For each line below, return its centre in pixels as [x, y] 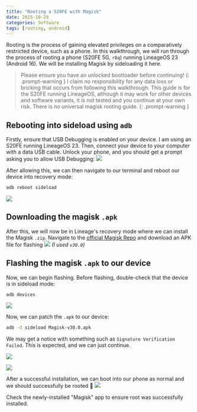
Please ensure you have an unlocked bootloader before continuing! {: [105, 75]
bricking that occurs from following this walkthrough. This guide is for [105, 88]
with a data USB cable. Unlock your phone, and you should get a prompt [94, 152]
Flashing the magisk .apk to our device [78, 263]
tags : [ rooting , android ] [38, 28]
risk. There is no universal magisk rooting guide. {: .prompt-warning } [105, 106]
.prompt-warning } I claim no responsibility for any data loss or [97, 82]
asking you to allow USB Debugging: [51, 159]
